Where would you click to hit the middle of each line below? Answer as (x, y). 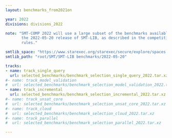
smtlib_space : (20, 52)
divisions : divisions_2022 (34, 24)
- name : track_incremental (34, 90)
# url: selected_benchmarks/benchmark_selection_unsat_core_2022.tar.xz (86, 104)
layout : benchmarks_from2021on (39, 10)
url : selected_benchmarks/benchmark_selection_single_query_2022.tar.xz (89, 75)
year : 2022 (17, 19)
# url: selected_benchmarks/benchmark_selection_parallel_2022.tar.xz (83, 123)
